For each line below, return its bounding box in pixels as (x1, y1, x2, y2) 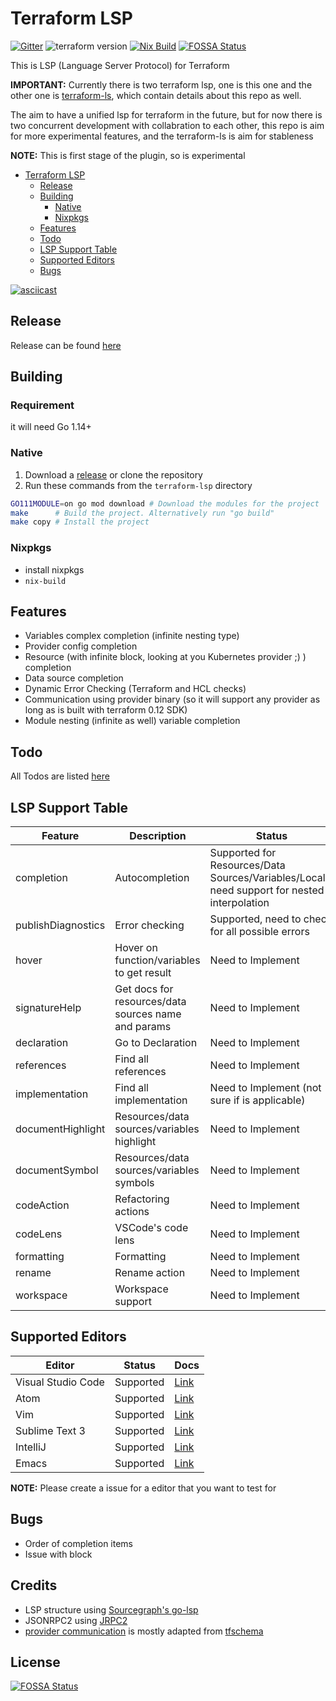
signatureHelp (15, 1001, 82, 1015)
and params (114, 1020, 172, 1034)
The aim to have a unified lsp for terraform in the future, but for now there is (10, 108, 323, 121)
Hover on (114, 941, 158, 955)
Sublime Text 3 (15, 1423, 86, 1437)
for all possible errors (209, 925, 310, 939)
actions (114, 1205, 150, 1219)
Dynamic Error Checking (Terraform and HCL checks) (24, 683, 247, 695)
